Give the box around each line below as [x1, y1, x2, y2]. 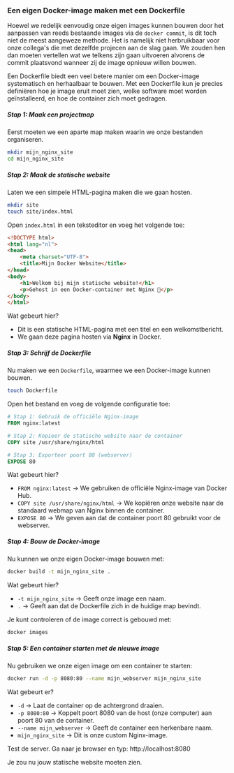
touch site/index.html [7, 208, 73, 215]
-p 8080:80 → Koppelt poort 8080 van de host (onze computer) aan [17, 709, 212, 717]
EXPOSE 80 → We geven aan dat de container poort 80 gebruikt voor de [17, 514, 221, 522]
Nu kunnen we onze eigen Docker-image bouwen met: [7, 554, 164, 564]
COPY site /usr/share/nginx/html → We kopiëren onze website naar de [17, 499, 224, 508]
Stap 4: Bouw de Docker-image [7, 537, 101, 546]
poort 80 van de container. [17, 716, 94, 725]
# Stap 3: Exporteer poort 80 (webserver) [7, 451, 133, 459]
